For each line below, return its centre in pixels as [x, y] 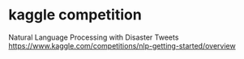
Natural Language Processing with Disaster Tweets [94, 37]
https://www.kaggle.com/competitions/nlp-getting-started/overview [122, 45]
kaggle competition [75, 15]
